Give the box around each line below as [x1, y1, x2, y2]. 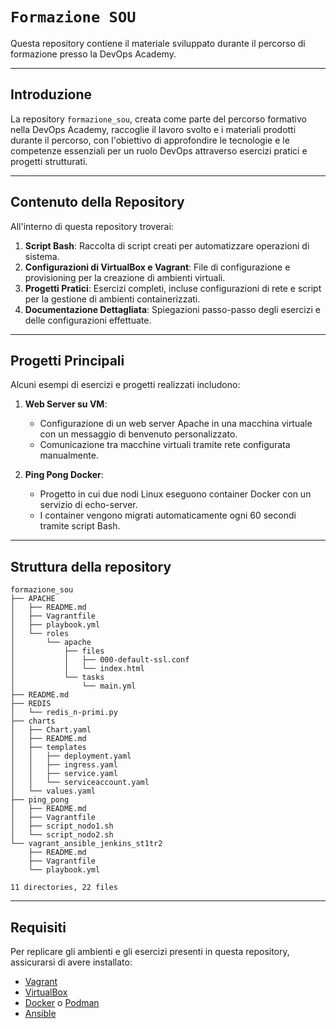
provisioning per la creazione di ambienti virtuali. [24, 271, 226, 283]
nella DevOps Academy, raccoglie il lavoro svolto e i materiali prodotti [10, 123, 297, 135]
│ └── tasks [10, 673, 105, 683]
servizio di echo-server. [39, 499, 138, 511]
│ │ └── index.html [10, 664, 145, 674]
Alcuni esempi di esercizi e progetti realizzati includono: [10, 379, 241, 391]
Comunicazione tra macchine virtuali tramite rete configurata [39, 439, 291, 451]
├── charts [10, 716, 56, 727]
